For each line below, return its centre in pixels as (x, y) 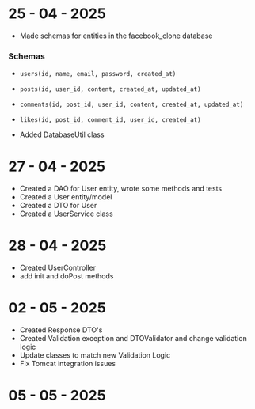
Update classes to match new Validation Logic (95, 355)
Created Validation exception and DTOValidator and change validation (133, 339)
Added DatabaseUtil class (62, 134)
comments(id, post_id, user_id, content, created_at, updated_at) (131, 105)
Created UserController (58, 268)
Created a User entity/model (66, 197)
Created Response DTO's (61, 330)
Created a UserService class (66, 214)
